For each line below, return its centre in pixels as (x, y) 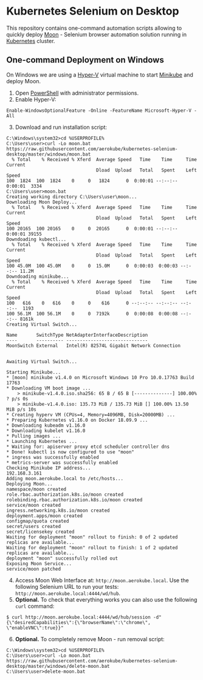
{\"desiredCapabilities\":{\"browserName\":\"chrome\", (78, 622)
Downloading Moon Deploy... (42, 202)
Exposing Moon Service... (39, 563)
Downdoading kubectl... (36, 239)
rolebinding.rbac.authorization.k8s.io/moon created (74, 500)
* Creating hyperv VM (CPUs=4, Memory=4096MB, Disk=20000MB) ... (91, 414)
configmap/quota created (38, 521)
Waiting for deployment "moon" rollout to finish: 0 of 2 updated (92, 537)
